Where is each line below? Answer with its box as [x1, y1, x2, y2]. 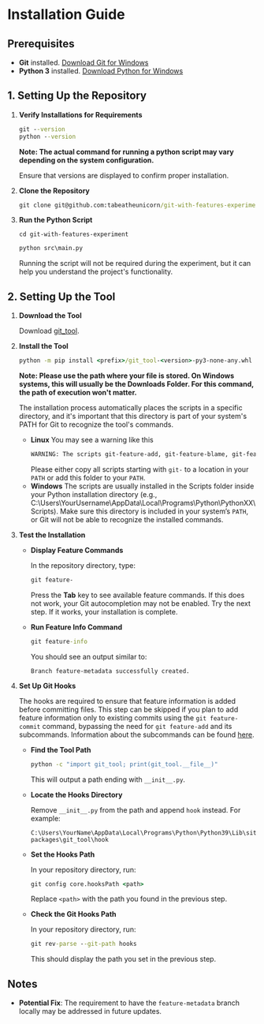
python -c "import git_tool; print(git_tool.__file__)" [30, 760, 218, 768]
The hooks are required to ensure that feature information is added [18, 696, 236, 705]
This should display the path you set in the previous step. [30, 955, 217, 964]
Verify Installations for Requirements [18, 110, 143, 119]
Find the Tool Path [30, 745, 91, 754]
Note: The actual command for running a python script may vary [18, 147, 234, 156]
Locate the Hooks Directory [30, 790, 123, 799]
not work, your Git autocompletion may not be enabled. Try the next [30, 598, 251, 608]
